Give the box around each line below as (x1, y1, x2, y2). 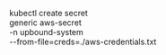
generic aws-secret (9, 17, 83, 28)
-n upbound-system (9, 27, 83, 37)
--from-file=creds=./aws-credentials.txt (9, 36, 157, 47)
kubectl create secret (9, 8, 88, 18)
